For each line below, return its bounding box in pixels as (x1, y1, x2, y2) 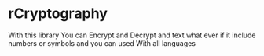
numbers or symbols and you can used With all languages (8, 38, 196, 47)
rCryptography (8, 5, 108, 23)
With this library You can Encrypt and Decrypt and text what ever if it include (8, 30, 256, 40)
